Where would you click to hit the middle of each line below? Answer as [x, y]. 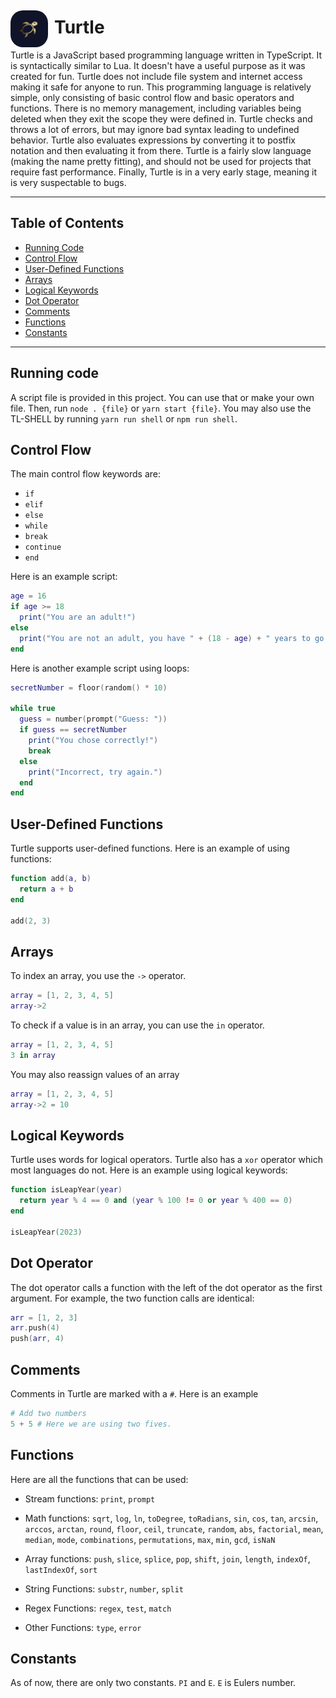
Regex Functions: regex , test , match [98, 1608]
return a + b [46, 889]
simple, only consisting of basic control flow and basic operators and [152, 97]
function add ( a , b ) [51, 879]
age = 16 [28, 596]
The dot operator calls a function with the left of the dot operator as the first [166, 1287]
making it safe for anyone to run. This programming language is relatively [161, 87]
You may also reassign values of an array [95, 1074]
